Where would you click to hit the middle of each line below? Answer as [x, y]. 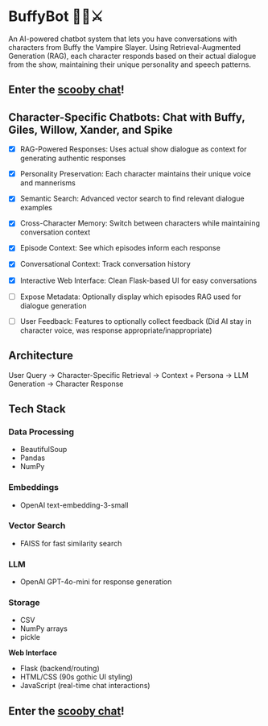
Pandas [33, 458]
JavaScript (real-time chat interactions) [85, 686]
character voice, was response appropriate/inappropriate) [116, 330]
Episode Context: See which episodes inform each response [120, 248]
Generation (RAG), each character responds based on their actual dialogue [132, 56]
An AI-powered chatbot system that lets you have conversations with [123, 39]
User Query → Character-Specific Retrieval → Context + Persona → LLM [129, 375]
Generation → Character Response [66, 384]
